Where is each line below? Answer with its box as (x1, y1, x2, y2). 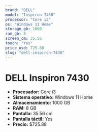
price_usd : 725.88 (5, 45, 44, 50)
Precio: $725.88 (12, 121, 47, 127)
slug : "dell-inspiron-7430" (5, 50, 65, 55)
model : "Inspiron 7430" (5, 12, 56, 17)
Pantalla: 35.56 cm (12, 111, 53, 117)
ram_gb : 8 (5, 31, 26, 36)
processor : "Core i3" (5, 17, 51, 22)
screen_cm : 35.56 (5, 36, 42, 41)
